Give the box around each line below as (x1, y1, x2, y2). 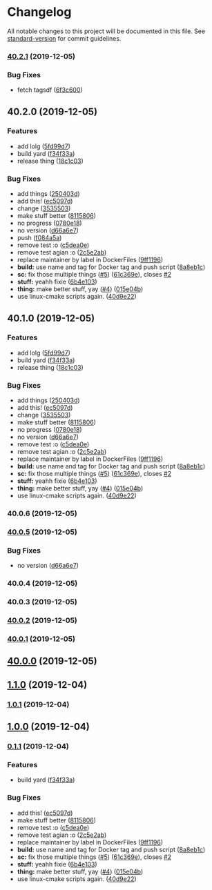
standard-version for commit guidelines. (7, 34, 122, 42)
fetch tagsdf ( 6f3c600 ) (17, 86, 83, 94)
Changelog (7, 4, 72, 20)
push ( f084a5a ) (17, 234, 62, 242)
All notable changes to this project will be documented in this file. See (7, 27, 206, 35)
